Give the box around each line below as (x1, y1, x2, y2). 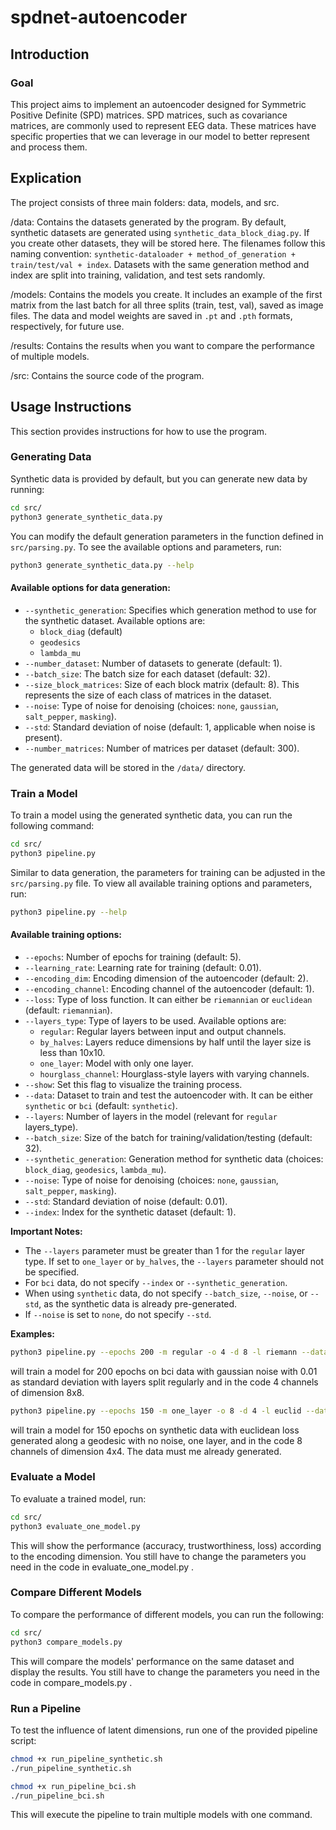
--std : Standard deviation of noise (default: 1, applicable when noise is (24, 721, 316, 733)
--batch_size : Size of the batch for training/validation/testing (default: (24, 1131, 313, 1143)
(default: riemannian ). (24, 1004, 113, 1016)
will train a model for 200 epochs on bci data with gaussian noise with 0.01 (10, 1365, 318, 1377)
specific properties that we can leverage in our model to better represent (10, 130, 310, 142)
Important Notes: (10, 1225, 83, 1237)
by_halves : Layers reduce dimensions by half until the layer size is (39, 1036, 312, 1048)
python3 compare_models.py (10, 1637, 123, 1647)
